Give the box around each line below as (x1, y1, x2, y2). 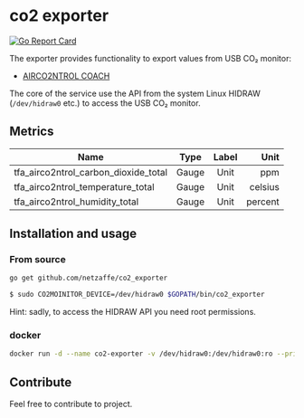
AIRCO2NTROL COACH (22, 70, 110, 81)
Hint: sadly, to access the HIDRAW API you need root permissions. (9, 307, 256, 318)
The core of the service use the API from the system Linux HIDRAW (9, 88, 261, 99)
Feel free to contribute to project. (9, 399, 133, 410)
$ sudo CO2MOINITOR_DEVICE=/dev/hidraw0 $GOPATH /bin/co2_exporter (9, 290, 265, 299)
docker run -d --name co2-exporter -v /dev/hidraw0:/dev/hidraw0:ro (9, 349, 273, 358)
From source (9, 253, 66, 266)
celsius (249, 180, 280, 193)
